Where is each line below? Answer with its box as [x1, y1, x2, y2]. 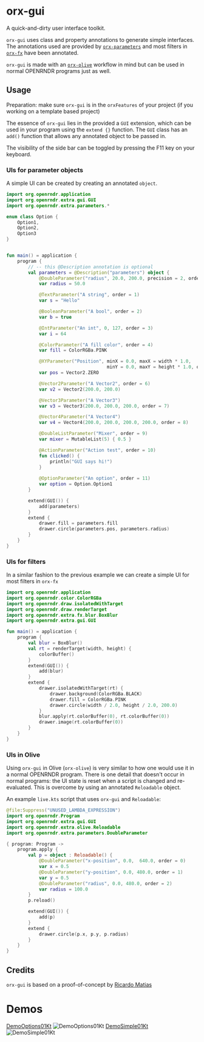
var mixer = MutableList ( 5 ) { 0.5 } [38, 436, 132, 442]
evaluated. [6, 783, 33, 791]
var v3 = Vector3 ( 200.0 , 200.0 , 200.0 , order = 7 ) [38, 403, 170, 409]
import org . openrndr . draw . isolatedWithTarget [6, 600, 123, 606]
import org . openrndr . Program [6, 813, 80, 819]
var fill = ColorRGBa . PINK [38, 347, 107, 353]
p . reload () [28, 897, 56, 904]
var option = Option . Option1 [38, 481, 113, 487]
